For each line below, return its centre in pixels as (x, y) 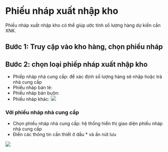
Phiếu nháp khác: (31, 99)
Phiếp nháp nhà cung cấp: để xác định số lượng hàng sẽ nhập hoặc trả (87, 77)
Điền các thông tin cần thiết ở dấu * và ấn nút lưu (65, 135)
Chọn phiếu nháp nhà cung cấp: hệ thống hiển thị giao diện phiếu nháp (88, 124)
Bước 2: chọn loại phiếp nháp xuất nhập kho (77, 64)
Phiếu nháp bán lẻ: (33, 88)
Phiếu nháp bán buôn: (36, 93)
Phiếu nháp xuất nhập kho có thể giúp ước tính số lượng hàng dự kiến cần (83, 25)
